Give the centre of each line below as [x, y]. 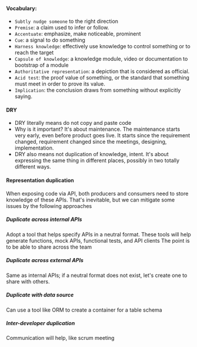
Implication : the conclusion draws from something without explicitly [98, 90]
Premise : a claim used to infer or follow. [62, 28]
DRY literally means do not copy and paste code [73, 123]
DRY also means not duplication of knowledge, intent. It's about [91, 154]
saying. [23, 97]
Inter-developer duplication [41, 323]
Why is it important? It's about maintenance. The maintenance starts [97, 129]
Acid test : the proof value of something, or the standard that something [102, 78]
